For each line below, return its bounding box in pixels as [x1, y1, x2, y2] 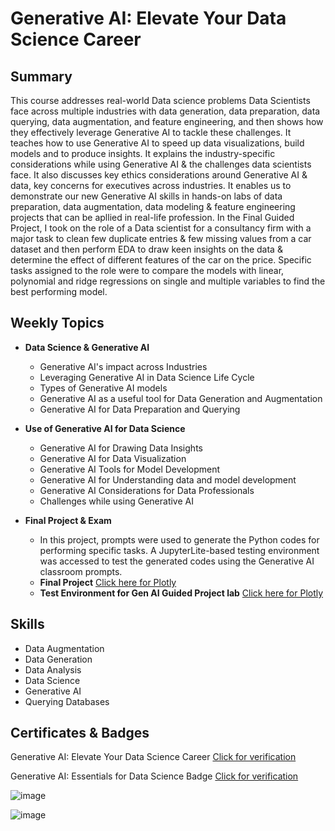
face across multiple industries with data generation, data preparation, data [10, 105, 321, 117]
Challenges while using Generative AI [39, 495, 194, 507]
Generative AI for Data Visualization [39, 452, 187, 464]
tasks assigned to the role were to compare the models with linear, [10, 265, 285, 276]
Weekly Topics [10, 315, 105, 332]
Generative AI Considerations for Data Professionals [39, 484, 255, 496]
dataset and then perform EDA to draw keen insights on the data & [10, 243, 283, 255]
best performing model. [10, 286, 108, 297]
